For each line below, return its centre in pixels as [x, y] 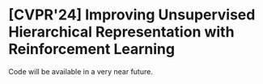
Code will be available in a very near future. [81, 71]
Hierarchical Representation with [121, 32]
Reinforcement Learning [92, 49]
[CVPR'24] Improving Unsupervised [132, 15]
